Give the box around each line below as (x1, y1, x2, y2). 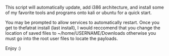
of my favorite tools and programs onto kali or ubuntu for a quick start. (5, 10, 152, 16)
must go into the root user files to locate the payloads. (5, 35, 118, 41)
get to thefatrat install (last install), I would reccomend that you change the (5, 25, 160, 31)
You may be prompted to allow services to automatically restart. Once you (5, 20, 160, 25)
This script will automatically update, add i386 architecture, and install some (5, 5, 164, 10)
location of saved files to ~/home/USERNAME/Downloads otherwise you (5, 30, 156, 36)
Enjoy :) (5, 45, 21, 51)
